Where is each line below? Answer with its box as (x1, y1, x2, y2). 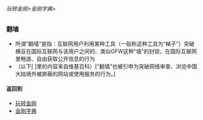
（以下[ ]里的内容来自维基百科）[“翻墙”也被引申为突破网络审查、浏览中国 (15, 63, 198, 70)
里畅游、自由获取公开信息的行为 (15, 55, 95, 62)
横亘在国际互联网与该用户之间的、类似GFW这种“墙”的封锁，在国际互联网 (15, 48, 197, 55)
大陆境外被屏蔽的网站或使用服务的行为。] (15, 70, 116, 77)
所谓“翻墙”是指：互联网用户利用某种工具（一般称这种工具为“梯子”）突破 (15, 40, 195, 47)
